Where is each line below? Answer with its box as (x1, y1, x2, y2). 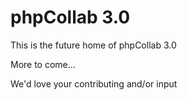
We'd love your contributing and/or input (10, 77, 178, 90)
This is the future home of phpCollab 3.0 (10, 39, 177, 51)
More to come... (10, 58, 76, 70)
